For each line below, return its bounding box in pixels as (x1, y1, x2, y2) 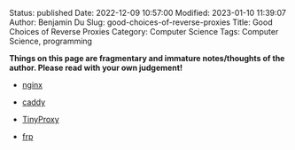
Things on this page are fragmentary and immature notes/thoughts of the (9, 53, 285, 63)
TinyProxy (21, 114, 59, 124)
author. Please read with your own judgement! (9, 62, 183, 73)
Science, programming (9, 36, 93, 46)
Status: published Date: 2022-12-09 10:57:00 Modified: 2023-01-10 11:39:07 (9, 8, 286, 18)
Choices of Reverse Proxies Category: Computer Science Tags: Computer (9, 27, 279, 36)
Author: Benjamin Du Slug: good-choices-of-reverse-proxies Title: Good (9, 17, 273, 28)
